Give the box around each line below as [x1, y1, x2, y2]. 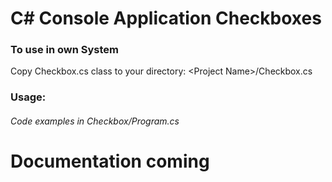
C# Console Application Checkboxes [10, 7, 322, 30]
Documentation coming [10, 150, 210, 173]
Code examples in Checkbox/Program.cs [10, 115, 180, 127]
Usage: [10, 90, 47, 104]
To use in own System [10, 43, 120, 57]
